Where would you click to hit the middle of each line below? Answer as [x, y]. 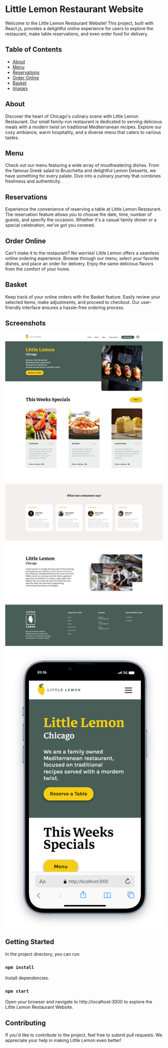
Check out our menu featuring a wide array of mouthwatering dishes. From [82, 165]
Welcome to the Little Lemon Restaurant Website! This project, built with [79, 23]
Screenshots [25, 323]
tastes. [12, 137]
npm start [17, 991]
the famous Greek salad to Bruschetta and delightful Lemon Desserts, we [80, 171]
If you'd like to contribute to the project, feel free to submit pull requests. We [84, 1035]
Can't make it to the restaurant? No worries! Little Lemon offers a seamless [82, 253]
